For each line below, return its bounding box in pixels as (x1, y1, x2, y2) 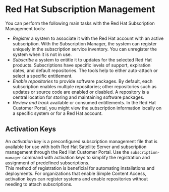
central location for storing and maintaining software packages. (12, 94, 145, 100)
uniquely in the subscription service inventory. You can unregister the (12, 46, 157, 52)
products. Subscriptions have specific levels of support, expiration (12, 62, 151, 68)
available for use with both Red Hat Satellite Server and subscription (5, 144, 147, 150)
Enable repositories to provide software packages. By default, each (12, 78, 153, 84)
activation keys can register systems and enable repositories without (5, 175, 148, 182)
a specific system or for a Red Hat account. (12, 110, 103, 116)
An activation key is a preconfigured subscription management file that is (5, 138, 158, 144)
